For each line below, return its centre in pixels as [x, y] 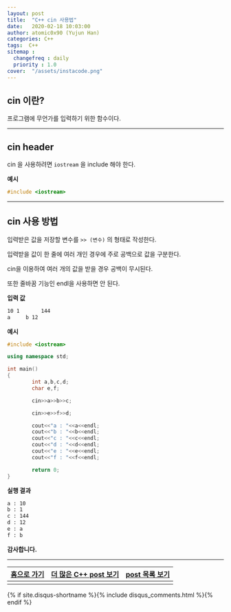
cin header [31, 147]
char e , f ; [46, 388]
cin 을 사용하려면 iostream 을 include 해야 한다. [71, 164]
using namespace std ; [38, 357]
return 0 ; [46, 470]
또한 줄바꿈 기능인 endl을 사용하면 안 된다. [64, 283]
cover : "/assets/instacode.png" [55, 71]
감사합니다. [22, 549]
